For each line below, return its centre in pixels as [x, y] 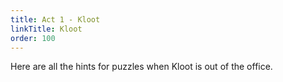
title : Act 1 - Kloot [55, 19]
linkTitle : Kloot [46, 29]
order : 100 [33, 38]
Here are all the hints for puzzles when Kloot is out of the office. [141, 67]
